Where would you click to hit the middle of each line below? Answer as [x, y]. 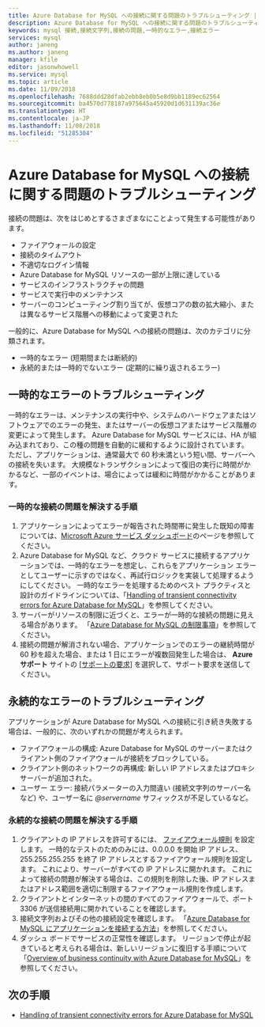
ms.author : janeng [38, 52]
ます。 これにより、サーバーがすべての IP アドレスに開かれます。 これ [132, 869]
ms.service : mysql [38, 74]
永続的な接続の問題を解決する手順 [73, 820]
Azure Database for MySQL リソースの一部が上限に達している [120, 275]
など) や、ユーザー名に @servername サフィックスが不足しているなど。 [136, 798]
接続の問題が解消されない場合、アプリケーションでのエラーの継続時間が [137, 644]
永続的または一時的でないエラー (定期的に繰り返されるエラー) [120, 367]
